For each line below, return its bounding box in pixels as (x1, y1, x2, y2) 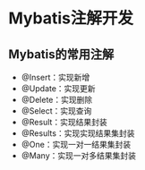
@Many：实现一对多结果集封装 (21, 150, 136, 161)
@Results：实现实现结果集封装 (21, 128, 135, 139)
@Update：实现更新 (21, 83, 96, 94)
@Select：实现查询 (21, 106, 92, 116)
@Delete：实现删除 (21, 95, 93, 105)
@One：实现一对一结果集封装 (21, 140, 132, 149)
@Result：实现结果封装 (21, 117, 108, 127)
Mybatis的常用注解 (8, 47, 115, 62)
